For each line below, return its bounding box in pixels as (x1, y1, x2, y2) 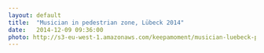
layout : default (8, 11, 61, 19)
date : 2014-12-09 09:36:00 (8, 26, 104, 34)
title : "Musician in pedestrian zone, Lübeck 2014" (8, 19, 185, 26)
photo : (8, 33, 30, 41)
